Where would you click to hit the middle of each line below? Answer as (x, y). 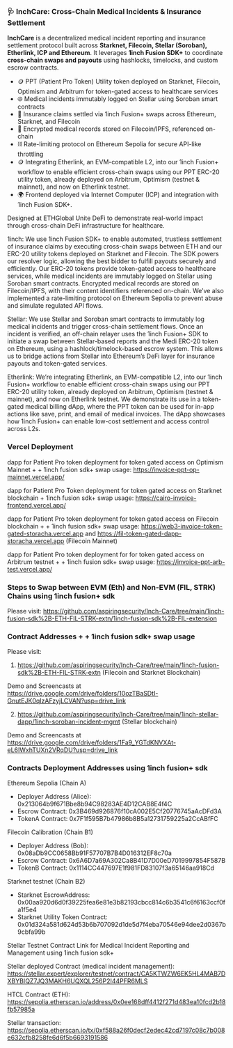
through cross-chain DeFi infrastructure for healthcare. (86, 226)
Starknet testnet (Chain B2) (46, 882)
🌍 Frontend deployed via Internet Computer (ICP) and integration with (118, 195)
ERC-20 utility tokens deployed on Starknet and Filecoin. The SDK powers (113, 254)
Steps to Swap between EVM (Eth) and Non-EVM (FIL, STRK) (111, 587)
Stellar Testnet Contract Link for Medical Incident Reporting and (98, 946)
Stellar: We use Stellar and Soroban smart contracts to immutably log (106, 319)
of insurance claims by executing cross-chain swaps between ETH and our (115, 247)
